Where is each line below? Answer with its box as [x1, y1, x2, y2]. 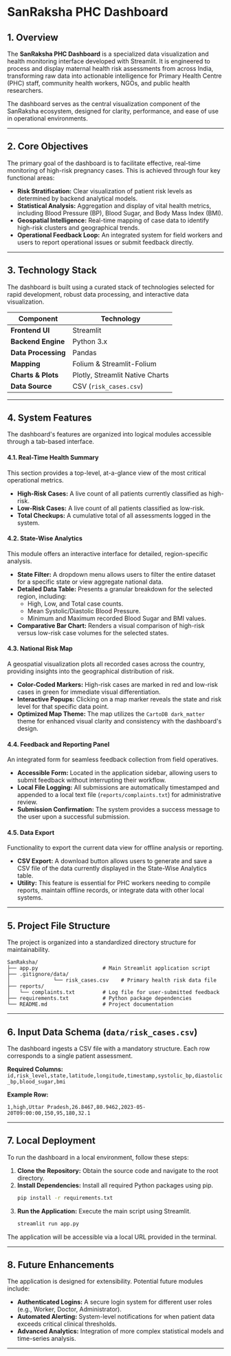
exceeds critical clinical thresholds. [16, 1320, 117, 1328]
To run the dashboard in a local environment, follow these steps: [7, 1153, 189, 1161]
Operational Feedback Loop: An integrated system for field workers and [16, 231, 223, 239]
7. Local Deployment [7, 1135, 96, 1147]
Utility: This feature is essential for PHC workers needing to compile [16, 879, 211, 887]
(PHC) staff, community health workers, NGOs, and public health [7, 79, 190, 87]
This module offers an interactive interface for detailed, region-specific [7, 549, 208, 558]
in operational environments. [7, 114, 88, 123]
